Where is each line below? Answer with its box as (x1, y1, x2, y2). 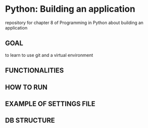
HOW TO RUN (5, 83, 48, 91)
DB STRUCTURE (5, 116, 55, 125)
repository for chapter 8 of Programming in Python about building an (5, 20, 144, 26)
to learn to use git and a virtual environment (5, 52, 93, 58)
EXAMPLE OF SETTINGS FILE (5, 100, 96, 108)
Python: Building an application (5, 3, 136, 15)
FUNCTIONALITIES (5, 66, 64, 75)
